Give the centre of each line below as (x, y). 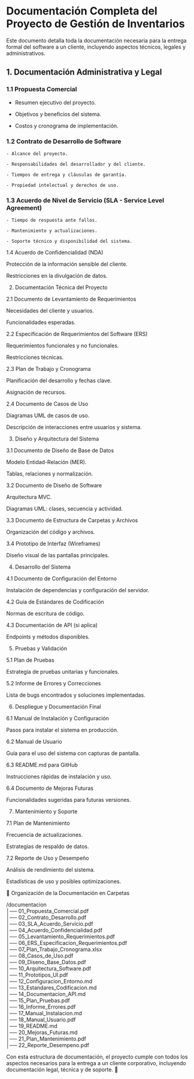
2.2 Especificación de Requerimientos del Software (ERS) (77, 334)
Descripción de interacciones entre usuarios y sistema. (74, 427)
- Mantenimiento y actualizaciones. (52, 231)
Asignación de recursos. (36, 393)
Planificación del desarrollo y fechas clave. (59, 381)
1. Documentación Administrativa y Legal (84, 72)
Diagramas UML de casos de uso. (48, 415)
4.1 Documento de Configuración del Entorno (62, 579)
